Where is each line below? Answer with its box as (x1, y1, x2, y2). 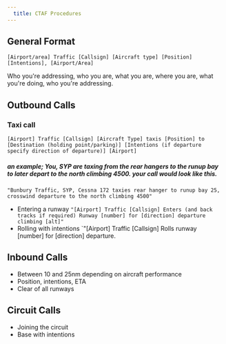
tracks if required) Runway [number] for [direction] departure (17, 212, 206, 219)
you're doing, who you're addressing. (7, 79, 114, 88)
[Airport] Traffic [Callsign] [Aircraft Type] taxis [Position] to (7, 136, 205, 143)
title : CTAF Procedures (13, 10, 81, 17)
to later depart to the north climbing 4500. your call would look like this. (7, 170, 218, 178)
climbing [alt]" (17, 219, 64, 225)
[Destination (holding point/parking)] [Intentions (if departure (7, 142, 202, 149)
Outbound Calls (7, 99, 76, 111)
